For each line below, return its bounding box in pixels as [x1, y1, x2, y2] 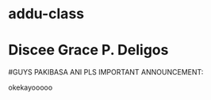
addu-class [8, 5, 85, 23]
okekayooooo [8, 83, 53, 92]
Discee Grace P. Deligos [8, 41, 169, 60]
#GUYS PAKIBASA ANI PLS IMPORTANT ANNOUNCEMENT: [8, 67, 204, 77]
